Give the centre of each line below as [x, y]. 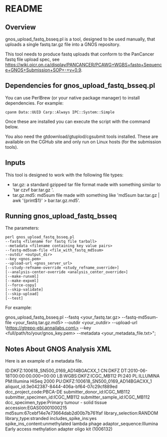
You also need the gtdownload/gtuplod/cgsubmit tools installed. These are [82, 136]
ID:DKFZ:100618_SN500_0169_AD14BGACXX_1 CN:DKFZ [63, 371]
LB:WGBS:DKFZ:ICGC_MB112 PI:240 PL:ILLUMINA [108, 376]
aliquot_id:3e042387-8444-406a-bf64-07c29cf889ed [62, 387]
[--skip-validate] [24, 290]
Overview [21, 27]
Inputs [15, 163]
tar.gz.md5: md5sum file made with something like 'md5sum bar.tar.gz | [86, 195]
